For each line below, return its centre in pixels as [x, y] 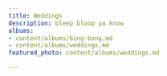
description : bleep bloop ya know [66, 23]
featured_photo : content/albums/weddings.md [84, 53]
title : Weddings [35, 16]
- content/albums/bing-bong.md [61, 38]
